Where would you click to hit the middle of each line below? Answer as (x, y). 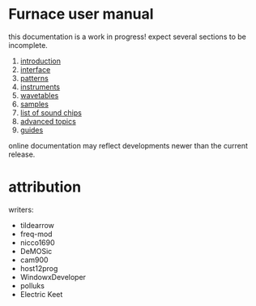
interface (35, 69)
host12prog (39, 268)
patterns (34, 78)
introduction (40, 61)
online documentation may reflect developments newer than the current (128, 145)
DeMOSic (36, 251)
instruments (40, 87)
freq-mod (36, 234)
